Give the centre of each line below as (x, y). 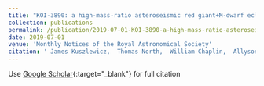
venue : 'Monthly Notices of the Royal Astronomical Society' (110, 45)
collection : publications (50, 23)
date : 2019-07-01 (37, 37)
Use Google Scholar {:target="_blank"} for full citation (94, 74)
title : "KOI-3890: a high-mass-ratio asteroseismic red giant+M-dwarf (126, 15)
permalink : (26, 30)
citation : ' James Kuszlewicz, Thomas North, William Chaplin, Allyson (133, 52)
